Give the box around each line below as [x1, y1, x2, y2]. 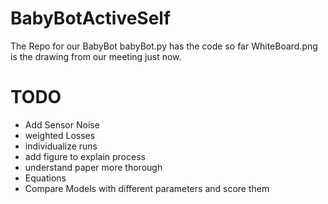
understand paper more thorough [24, 161, 163, 173]
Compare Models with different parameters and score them [24, 182, 270, 194]
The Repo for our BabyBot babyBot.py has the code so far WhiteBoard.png [10, 40, 318, 52]
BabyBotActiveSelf [10, 7, 172, 30]
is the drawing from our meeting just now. [10, 50, 182, 62]
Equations [24, 172, 67, 184]
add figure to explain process [24, 150, 146, 162]
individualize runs [24, 140, 98, 152]
